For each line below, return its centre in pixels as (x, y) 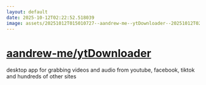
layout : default (27, 12)
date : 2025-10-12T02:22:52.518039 (51, 18)
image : (15, 23)
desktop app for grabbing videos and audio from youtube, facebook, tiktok (101, 70)
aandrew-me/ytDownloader (79, 53)
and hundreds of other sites (41, 76)
